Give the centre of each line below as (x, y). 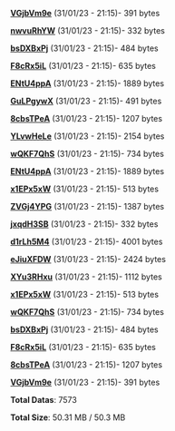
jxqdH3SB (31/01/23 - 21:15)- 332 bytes (84, 224)
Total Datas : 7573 (44, 400)
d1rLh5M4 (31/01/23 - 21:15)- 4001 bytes (87, 241)
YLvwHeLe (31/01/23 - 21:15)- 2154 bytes (87, 136)
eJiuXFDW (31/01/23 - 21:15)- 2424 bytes (88, 259)
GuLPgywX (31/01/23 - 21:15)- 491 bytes (86, 101)
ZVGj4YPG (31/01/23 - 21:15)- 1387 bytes (87, 206)
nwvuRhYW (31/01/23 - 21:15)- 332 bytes (88, 30)
